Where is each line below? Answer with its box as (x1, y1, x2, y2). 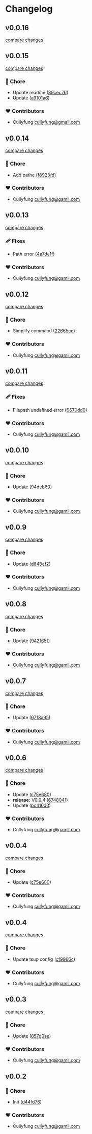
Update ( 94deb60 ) (12, 484, 52, 490)
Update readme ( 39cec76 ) (12, 90, 69, 96)
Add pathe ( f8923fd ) (12, 172, 56, 178)
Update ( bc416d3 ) (12, 802, 51, 808)
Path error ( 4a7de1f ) (12, 251, 55, 257)
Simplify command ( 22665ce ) (12, 328, 75, 334)
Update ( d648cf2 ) (12, 561, 51, 567)
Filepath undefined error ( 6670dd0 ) (12, 407, 87, 413)
